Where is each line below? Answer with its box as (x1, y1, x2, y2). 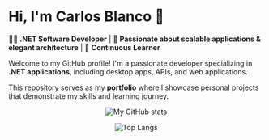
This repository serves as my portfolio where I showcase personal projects (8, 83, 259, 92)
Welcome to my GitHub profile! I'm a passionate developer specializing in (8, 58, 253, 68)
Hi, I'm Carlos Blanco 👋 (8, 7, 164, 26)
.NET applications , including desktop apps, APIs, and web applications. (8, 66, 249, 76)
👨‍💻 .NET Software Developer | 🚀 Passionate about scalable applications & (8, 34, 262, 44)
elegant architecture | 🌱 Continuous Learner (8, 42, 160, 52)
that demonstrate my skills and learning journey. (8, 91, 169, 100)
